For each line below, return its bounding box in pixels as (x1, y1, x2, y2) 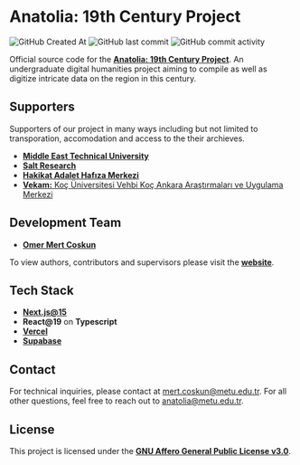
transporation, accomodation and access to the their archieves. (9, 133, 246, 144)
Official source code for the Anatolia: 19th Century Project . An (9, 53, 244, 64)
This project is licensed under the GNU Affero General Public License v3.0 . (9, 446, 292, 456)
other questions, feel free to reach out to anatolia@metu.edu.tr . (9, 395, 244, 406)
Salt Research (22, 160, 77, 171)
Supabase (22, 336, 62, 346)
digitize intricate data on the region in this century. (9, 72, 197, 83)
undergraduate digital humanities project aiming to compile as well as (9, 63, 268, 74)
